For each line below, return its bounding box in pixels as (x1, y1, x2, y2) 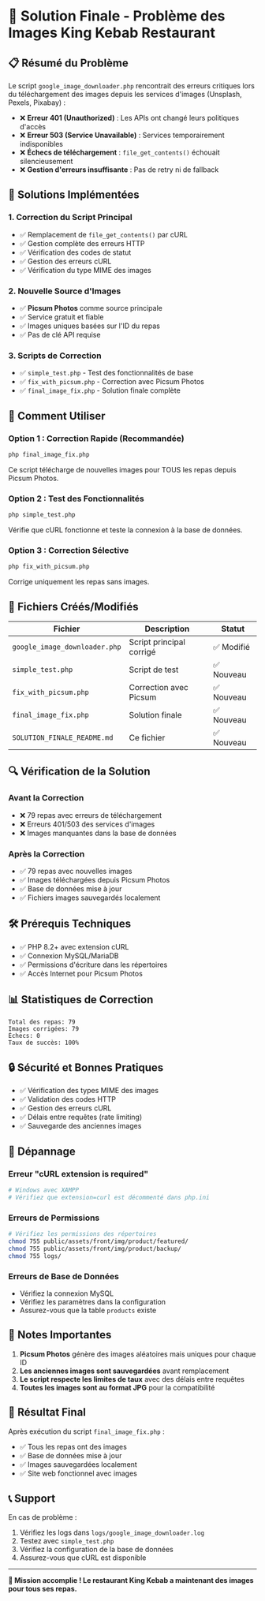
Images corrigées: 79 (8, 1024, 80, 1032)
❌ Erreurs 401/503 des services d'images (19, 819, 155, 829)
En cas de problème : (8, 1513, 77, 1522)
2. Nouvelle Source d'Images (8, 285, 121, 297)
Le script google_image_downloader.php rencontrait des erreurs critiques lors (8, 81, 255, 90)
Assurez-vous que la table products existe (19, 1305, 157, 1315)
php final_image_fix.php (8, 450, 90, 458)
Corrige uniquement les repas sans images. (8, 577, 150, 587)
